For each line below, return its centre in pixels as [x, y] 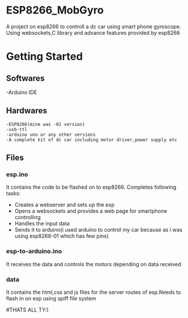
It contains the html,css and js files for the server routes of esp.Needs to [93, 292]
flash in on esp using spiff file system [51, 299]
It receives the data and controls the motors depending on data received [94, 264]
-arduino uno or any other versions [51, 135]
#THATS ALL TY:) [27, 310]
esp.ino [17, 175]
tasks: [14, 193]
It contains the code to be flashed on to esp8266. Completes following [91, 187]
